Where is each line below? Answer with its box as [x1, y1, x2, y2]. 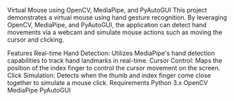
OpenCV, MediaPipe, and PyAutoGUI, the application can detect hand [7, 21, 207, 29]
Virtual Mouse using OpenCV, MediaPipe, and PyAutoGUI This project [7, 6, 207, 14]
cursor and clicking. [7, 36, 64, 44]
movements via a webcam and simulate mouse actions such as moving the [7, 28, 223, 36]
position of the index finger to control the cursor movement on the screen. [7, 64, 221, 72]
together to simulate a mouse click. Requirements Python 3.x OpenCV [7, 79, 208, 86]
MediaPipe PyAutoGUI [7, 86, 71, 94]
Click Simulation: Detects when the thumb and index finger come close [7, 71, 212, 79]
